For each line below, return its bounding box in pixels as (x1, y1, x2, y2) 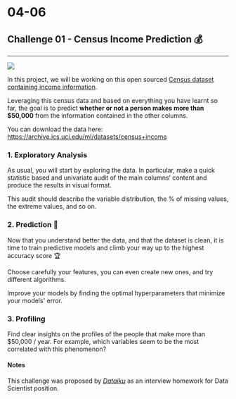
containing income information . (7, 82, 98, 91)
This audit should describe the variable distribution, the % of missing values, (7, 195, 229, 203)
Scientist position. (7, 384, 60, 393)
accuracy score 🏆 (7, 251, 61, 259)
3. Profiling (7, 314, 46, 324)
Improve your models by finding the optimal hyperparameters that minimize (7, 288, 225, 297)
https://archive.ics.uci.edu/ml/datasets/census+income (7, 133, 167, 141)
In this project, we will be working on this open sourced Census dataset (7, 75, 214, 83)
